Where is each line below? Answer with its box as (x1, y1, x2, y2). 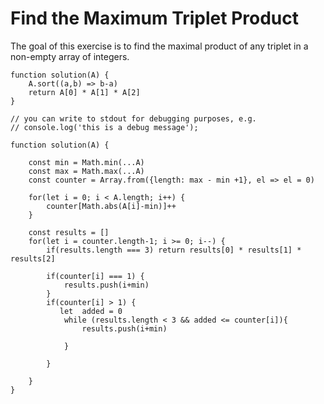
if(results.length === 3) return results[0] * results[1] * (46, 245, 302, 255)
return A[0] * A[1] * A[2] (28, 87, 141, 97)
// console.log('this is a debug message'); (10, 122, 199, 132)
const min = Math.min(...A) (28, 157, 145, 167)
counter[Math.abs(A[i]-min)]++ (46, 201, 177, 211)
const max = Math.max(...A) (28, 166, 145, 176)
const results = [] (28, 227, 110, 237)
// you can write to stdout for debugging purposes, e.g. (10, 113, 257, 124)
